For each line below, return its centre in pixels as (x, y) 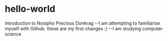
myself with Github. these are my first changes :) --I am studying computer (84, 28)
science (13, 34)
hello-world (30, 9)
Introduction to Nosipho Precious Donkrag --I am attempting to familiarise (82, 23)
